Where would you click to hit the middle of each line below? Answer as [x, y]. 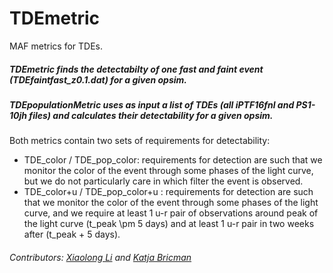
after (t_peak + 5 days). [72, 234]
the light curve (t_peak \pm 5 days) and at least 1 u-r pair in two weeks [169, 224]
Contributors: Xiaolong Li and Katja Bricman [100, 257]
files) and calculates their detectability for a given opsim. [151, 115]
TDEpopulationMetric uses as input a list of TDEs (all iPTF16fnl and [152, 104]
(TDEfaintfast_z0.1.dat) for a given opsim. [98, 79]
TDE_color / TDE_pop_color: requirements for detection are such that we [173, 160]
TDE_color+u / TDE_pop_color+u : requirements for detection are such [168, 192]
